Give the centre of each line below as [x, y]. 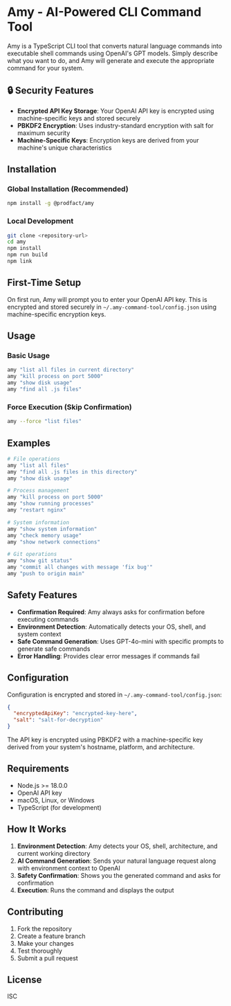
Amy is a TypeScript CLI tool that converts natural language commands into [115, 46]
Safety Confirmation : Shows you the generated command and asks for [119, 875]
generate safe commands [54, 649]
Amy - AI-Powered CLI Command [104, 12]
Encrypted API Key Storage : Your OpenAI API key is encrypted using [115, 111]
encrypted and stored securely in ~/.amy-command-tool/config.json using [112, 307]
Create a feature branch [51, 936]
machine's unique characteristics [64, 147]
